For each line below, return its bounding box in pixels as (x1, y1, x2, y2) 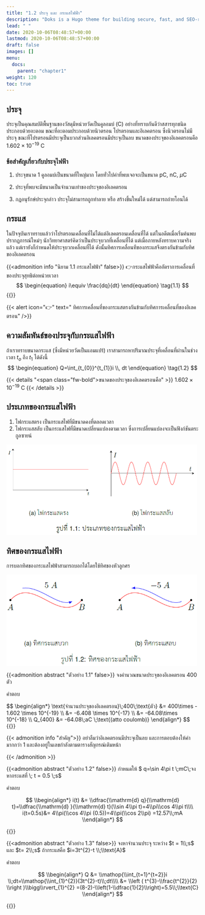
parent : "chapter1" (17, 68, 67, 74)
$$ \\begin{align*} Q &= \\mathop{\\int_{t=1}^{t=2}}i (37, 870, 168, 878)
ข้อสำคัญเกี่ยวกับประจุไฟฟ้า (6, 157, 69, 166)
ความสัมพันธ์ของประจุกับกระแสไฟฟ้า (6, 330, 115, 341)
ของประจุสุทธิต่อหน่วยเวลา (6, 272, 59, 279)
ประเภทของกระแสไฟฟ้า (6, 402, 76, 412)
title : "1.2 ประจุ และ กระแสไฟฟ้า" (6, 10, 83, 16)
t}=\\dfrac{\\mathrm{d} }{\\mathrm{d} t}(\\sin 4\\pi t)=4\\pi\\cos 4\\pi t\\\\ (12, 803, 193, 810)
